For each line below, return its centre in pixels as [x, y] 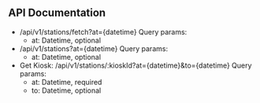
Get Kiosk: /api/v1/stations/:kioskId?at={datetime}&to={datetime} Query [136, 65]
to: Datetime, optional [66, 90]
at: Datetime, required [67, 82]
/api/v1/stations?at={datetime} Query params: [93, 48]
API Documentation [57, 13]
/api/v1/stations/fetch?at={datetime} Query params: [103, 31]
